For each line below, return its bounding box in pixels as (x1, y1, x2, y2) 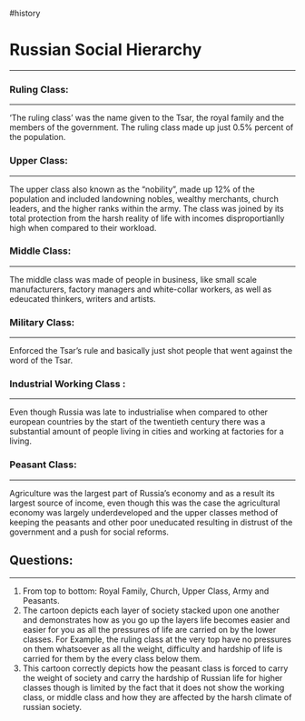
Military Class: (9, 315, 75, 328)
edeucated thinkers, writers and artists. (9, 293, 156, 304)
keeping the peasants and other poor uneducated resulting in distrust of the (9, 516, 293, 527)
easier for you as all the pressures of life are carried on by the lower (22, 624, 277, 635)
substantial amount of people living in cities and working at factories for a (9, 426, 284, 437)
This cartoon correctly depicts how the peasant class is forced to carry (22, 663, 289, 674)
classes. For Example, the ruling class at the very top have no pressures (22, 634, 292, 645)
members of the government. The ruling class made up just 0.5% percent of (9, 122, 294, 133)
